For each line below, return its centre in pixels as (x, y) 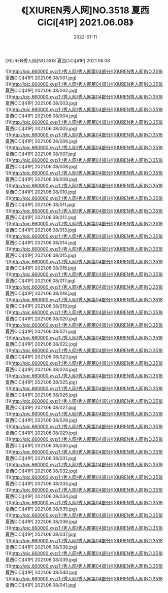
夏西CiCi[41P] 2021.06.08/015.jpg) (41, 255)
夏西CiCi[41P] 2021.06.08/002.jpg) (41, 90)
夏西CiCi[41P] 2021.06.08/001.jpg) (41, 78)
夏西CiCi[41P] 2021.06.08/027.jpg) (41, 407)
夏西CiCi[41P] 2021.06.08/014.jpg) (41, 242)
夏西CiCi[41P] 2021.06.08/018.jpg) (41, 293)
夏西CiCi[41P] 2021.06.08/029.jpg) (41, 433)
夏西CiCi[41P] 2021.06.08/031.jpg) (41, 458)
